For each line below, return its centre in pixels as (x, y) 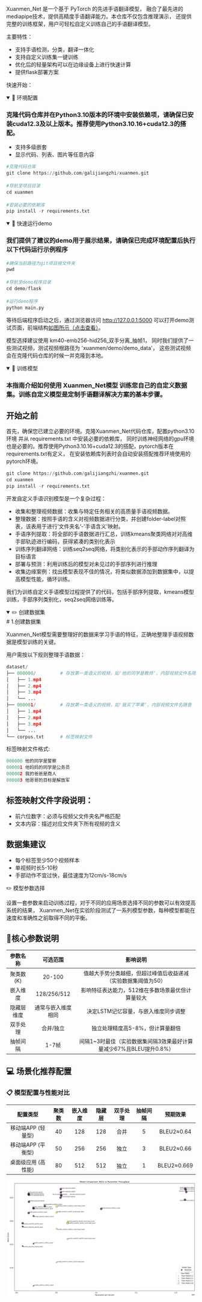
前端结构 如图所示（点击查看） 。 (65, 328)
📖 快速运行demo (32, 223)
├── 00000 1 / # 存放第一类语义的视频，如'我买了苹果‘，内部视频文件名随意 (99, 705)
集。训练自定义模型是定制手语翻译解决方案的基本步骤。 (86, 394)
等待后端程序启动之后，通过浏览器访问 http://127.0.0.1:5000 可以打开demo (98, 320)
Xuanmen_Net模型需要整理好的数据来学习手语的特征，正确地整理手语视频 (97, 634)
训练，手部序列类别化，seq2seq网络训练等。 (62, 599)
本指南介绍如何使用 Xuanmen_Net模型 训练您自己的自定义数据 (97, 385)
